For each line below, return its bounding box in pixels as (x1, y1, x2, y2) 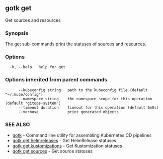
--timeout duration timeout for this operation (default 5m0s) (18, 105, 159, 110)
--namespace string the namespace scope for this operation (18, 96, 153, 101)
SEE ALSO (5, 121, 30, 128)
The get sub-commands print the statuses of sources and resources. (5, 41, 147, 47)
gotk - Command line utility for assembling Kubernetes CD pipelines (12, 132, 152, 138)
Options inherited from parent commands (5, 76, 108, 83)
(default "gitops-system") (5, 101, 61, 106)
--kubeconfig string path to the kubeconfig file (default (18, 87, 148, 93)
